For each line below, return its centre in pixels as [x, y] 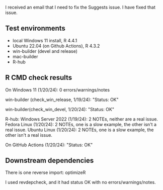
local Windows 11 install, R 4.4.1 [45, 40]
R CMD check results [39, 78]
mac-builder [25, 56]
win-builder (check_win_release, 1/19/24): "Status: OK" [62, 100]
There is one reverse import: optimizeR [46, 172]
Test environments [35, 28]
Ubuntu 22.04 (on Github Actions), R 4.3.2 [56, 46]
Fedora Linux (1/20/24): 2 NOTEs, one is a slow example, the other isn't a [81, 124]
